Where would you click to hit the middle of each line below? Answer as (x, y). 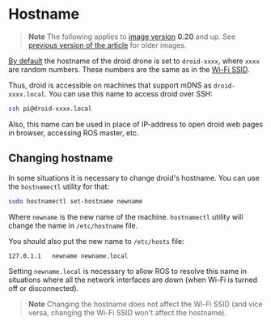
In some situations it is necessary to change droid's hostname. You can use (134, 177)
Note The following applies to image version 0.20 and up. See (132, 36)
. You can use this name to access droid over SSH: (128, 93)
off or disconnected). (44, 289)
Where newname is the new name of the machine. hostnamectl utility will (126, 216)
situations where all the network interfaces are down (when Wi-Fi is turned (133, 280)
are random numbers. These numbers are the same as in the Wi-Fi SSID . (129, 69)
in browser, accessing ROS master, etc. (74, 133)
